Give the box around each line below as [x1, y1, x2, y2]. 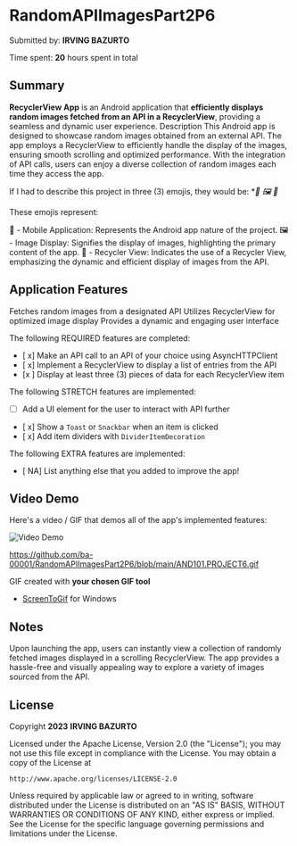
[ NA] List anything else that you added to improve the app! [21, 465, 240, 476]
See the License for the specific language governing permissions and [9, 818, 265, 830]
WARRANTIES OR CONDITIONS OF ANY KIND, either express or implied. [9, 809, 275, 820]
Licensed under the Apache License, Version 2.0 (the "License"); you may [9, 738, 282, 750]
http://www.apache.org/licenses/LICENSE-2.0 [9, 775, 177, 784]
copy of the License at [9, 758, 92, 768]
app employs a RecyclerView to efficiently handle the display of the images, [9, 139, 288, 150]
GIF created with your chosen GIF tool [9, 576, 151, 587]
